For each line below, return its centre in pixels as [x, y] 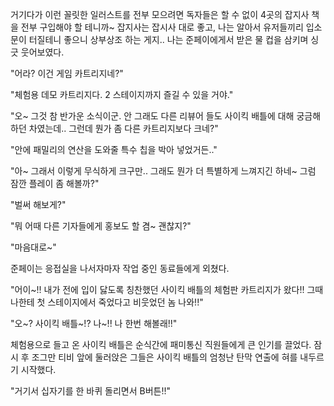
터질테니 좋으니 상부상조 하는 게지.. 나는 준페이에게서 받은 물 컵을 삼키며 [168, 39]
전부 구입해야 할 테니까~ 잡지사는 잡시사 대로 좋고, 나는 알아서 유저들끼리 [162, 27]
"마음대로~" [33, 247]
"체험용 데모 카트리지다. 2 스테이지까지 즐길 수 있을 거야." [122, 94]
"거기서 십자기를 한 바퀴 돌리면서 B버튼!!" [91, 391]
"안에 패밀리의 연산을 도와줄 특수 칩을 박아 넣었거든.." [114, 149]
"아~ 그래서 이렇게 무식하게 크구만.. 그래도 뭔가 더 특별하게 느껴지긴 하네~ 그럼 [163, 171]
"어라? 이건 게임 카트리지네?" [67, 73]
